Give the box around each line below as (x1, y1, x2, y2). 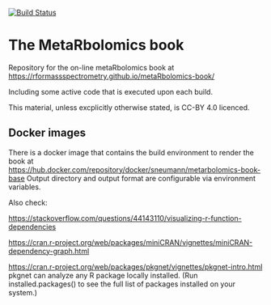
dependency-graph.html (8, 246, 90, 256)
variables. (8, 182, 41, 192)
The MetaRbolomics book (8, 36, 184, 54)
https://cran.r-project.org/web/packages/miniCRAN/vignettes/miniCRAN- (8, 237, 253, 247)
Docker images (8, 126, 87, 140)
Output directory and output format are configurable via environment (27, 173, 256, 183)
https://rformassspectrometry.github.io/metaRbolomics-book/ (8, 71, 215, 81)
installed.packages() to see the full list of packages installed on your (8, 279, 236, 289)
